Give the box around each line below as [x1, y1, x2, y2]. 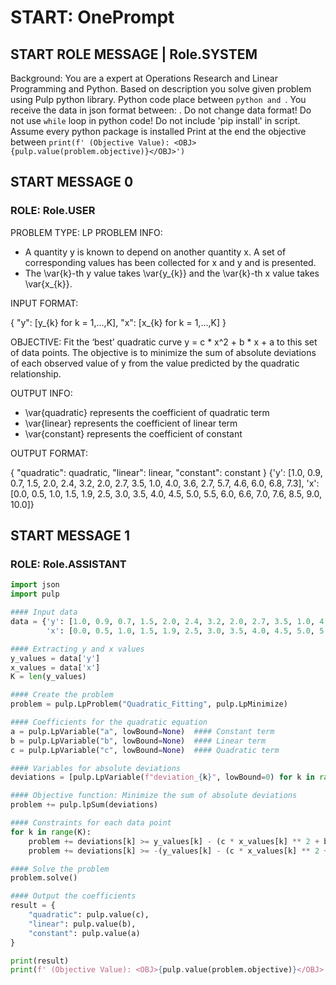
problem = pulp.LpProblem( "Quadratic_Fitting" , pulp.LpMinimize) [10, 699, 288, 710]
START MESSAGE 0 [10, 174, 134, 191]
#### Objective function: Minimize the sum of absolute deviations [10, 791, 298, 801]
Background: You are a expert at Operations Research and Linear [10, 72, 278, 84]
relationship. [10, 367, 62, 380]
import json [10, 580, 60, 590]
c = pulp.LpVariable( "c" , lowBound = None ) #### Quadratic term [10, 745, 280, 755]
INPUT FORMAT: [10, 297, 79, 309]
